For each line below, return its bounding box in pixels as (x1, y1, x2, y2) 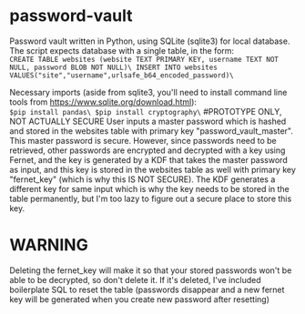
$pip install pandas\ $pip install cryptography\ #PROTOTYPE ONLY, (9, 106, 282, 116)
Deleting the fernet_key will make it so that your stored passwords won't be (9, 265, 292, 276)
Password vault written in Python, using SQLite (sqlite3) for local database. (9, 35, 290, 46)
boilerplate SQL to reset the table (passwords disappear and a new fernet (9, 284, 285, 295)
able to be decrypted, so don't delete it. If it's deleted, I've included (9, 274, 261, 285)
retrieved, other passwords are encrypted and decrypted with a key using (9, 145, 286, 156)
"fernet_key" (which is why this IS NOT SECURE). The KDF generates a (9, 174, 276, 185)
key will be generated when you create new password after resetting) (9, 293, 270, 305)
